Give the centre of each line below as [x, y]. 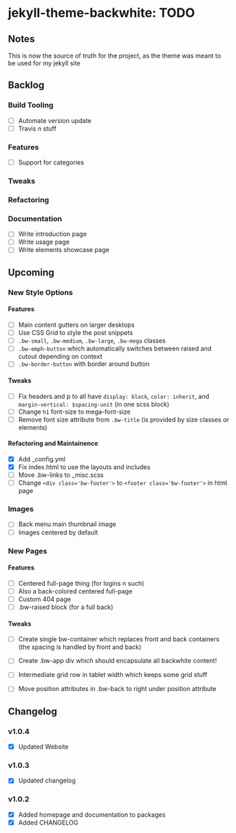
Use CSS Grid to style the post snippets [76, 333]
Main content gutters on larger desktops [77, 325]
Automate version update [55, 120]
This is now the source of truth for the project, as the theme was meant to [114, 55]
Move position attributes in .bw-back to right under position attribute [117, 689]
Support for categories [51, 162]
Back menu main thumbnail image [67, 524]
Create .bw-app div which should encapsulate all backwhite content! [117, 661]
